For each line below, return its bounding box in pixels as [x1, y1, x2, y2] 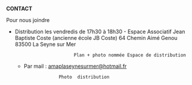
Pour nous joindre [6, 17, 50, 23]
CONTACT [6, 5, 33, 12]
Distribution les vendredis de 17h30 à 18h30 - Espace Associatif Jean [14, 28, 185, 35]
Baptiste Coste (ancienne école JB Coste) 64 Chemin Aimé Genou [14, 34, 178, 41]
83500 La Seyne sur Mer [14, 41, 76, 48]
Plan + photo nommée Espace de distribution [73, 52, 186, 58]
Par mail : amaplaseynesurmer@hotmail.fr [23, 62, 127, 70]
